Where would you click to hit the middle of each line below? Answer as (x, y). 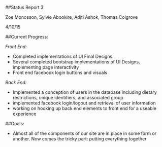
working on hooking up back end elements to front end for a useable (84, 108)
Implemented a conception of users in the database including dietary (85, 92)
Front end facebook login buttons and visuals (60, 72)
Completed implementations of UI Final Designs (62, 56)
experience (24, 114)
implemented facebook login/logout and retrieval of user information (84, 103)
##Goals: (15, 123)
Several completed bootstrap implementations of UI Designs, (76, 62)
